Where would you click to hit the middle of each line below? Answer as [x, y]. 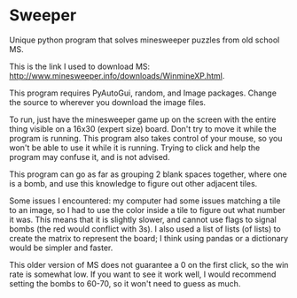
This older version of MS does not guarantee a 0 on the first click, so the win [149, 264]
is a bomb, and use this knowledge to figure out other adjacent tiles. [133, 183]
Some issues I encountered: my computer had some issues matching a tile [145, 201]
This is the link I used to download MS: [80, 66]
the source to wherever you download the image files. [108, 102]
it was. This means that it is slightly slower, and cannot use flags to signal [143, 219]
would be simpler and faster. [61, 248]
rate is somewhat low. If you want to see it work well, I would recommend [143, 274]
